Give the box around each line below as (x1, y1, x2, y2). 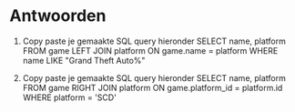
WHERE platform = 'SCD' (22, 92, 117, 103)
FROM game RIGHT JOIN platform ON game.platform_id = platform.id (22, 82, 283, 93)
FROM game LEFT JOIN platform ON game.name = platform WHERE (22, 45, 279, 56)
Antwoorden (9, 5, 107, 26)
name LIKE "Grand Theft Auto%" (22, 55, 146, 66)
